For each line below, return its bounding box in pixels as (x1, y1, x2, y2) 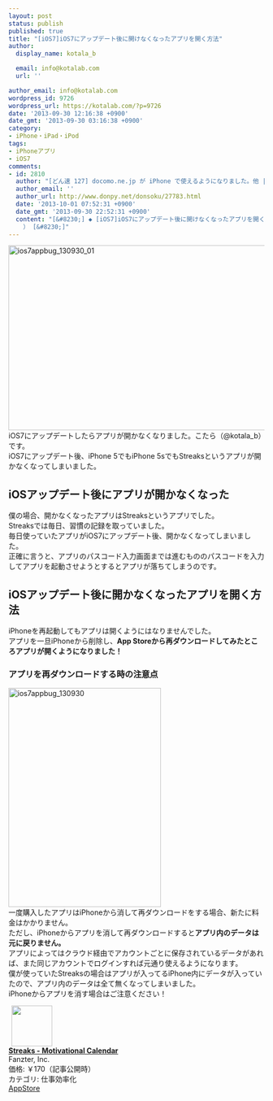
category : (8, 124, 42, 133)
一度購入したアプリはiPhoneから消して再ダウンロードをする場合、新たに (8, 907, 253, 917)
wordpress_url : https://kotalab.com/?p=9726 (8, 102, 162, 110)
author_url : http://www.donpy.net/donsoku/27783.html (15, 193, 201, 201)
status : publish (8, 20, 63, 28)
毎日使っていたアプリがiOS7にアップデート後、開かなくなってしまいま (8, 531, 245, 541)
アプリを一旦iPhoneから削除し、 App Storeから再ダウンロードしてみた (8, 636, 244, 646)
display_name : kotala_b (15, 50, 96, 58)
